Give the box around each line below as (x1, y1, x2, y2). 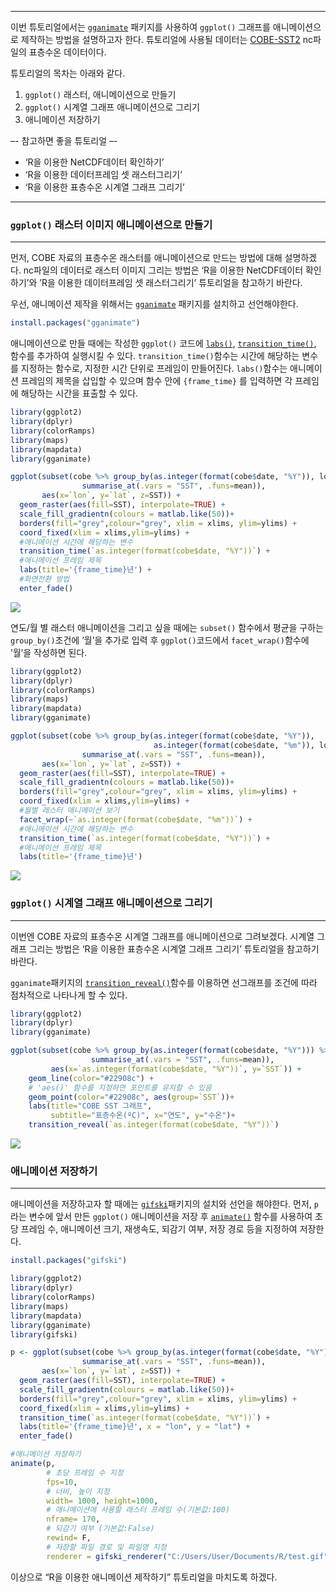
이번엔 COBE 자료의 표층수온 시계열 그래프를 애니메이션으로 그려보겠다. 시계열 (10, 930, 315, 942)
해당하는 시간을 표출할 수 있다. (20, 387, 139, 400)
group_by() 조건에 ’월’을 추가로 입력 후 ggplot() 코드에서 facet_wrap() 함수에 (10, 634, 310, 646)
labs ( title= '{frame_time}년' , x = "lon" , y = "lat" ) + (19, 1422, 251, 1432)
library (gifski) (10, 1329, 78, 1340)
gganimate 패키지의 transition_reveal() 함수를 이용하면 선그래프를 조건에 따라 (10, 976, 318, 988)
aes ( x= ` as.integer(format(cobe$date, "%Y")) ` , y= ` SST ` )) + (50, 1064, 302, 1074)
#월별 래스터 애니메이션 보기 (19, 806, 120, 816)
